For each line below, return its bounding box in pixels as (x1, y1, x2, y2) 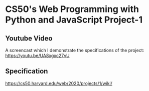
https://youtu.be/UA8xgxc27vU (5, 52, 70, 58)
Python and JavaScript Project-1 (5, 14, 143, 25)
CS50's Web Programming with (5, 3, 139, 15)
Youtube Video (5, 34, 53, 42)
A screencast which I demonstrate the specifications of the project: (5, 47, 144, 53)
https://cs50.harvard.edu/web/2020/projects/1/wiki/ (5, 80, 113, 86)
